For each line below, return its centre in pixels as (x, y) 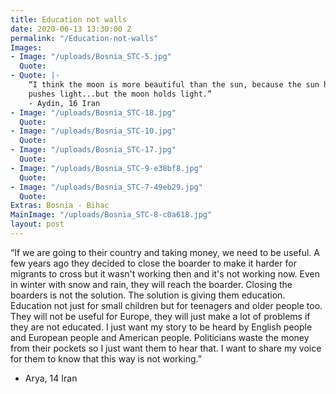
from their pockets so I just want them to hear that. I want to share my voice (166, 348)
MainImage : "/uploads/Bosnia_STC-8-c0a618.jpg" (111, 215)
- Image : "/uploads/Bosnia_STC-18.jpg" (93, 112)
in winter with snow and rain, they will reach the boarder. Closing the (151, 284)
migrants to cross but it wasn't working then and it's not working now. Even (165, 273)
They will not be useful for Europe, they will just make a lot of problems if (160, 316)
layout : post (37, 224)
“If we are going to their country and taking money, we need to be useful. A (165, 252)
